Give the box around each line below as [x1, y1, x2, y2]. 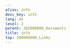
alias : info [5, 7, 30, 12]
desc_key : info [5, 12, 37, 17]
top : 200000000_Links [5, 35, 51, 40]
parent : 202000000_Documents [5, 26, 66, 31]
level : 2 [5, 21, 24, 26]
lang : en [5, 16, 24, 21]
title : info [5, 30, 30, 35]
